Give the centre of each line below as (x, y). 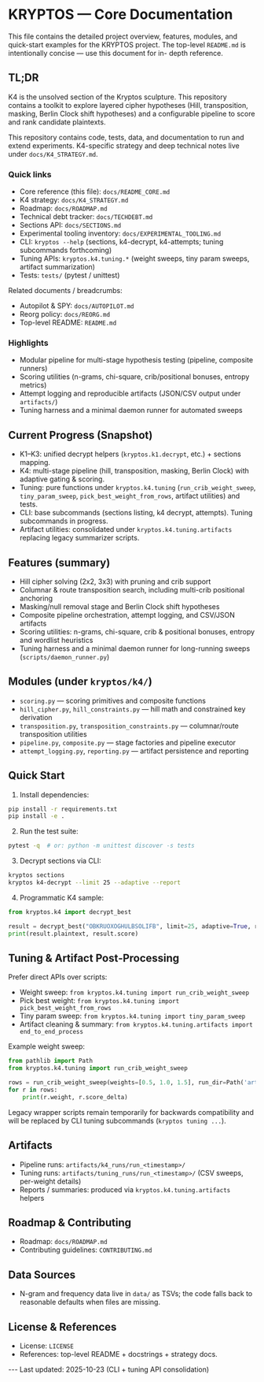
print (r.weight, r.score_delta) (75, 1097)
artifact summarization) (57, 267)
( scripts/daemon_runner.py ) (64, 656)
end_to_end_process (51, 1032)
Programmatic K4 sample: (62, 897)
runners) (33, 369)
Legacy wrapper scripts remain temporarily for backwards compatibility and (131, 1112)
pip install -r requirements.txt (63, 809)
